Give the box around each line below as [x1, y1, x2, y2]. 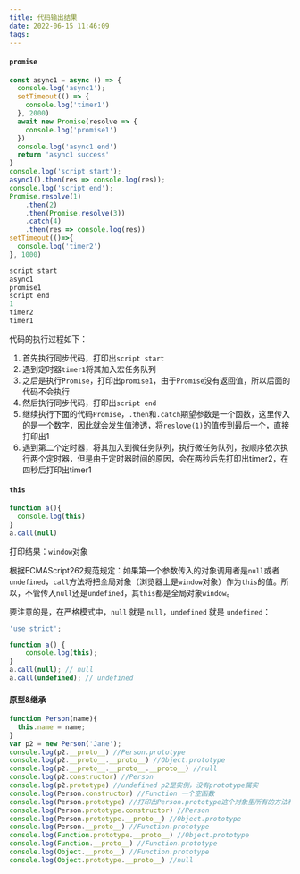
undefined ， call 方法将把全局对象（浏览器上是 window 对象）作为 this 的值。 [9, 576, 281, 587]
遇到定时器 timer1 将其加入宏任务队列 [21, 363, 156, 374]
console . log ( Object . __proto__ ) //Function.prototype [9, 847, 210, 857]
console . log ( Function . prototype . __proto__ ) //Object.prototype [9, 831, 250, 840]
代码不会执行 [21, 386, 70, 396]
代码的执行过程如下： [9, 333, 87, 344]
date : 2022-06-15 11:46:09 [9, 21, 110, 30]
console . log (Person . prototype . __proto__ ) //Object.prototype [9, 814, 242, 823]
